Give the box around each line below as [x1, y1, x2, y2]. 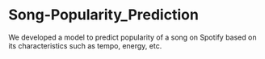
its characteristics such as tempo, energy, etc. [8, 40, 162, 50]
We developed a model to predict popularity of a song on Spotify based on [8, 32, 257, 42]
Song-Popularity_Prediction [8, 6, 200, 24]
